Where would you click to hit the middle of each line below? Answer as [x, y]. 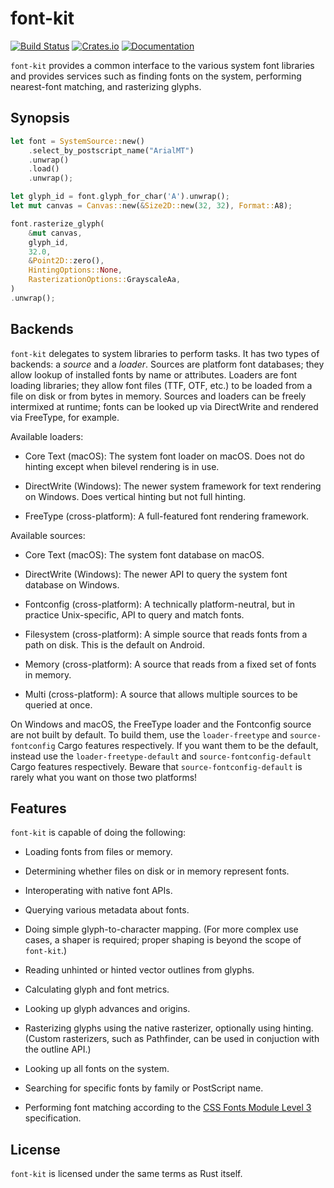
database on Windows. [72, 584]
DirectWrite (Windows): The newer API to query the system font [156, 574]
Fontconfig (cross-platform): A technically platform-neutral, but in [160, 604]
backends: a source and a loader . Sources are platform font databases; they [167, 364]
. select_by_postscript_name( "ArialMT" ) [111, 150]
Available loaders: [47, 436]
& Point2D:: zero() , [66, 261]
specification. [53, 1118]
